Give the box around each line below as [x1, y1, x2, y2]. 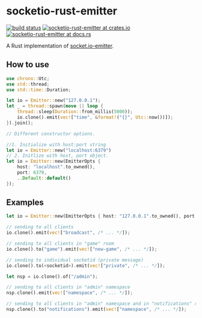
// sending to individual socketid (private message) [6, 257, 144, 263]
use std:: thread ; [6, 81, 50, 87]
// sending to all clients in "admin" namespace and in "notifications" [6, 301, 192, 307]
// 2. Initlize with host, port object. [6, 153, 109, 159]
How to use [6, 60, 49, 70]
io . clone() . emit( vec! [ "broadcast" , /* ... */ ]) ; [6, 230, 130, 236]
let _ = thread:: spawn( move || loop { [6, 103, 103, 109]
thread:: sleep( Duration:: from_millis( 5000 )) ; [17, 109, 133, 115]
